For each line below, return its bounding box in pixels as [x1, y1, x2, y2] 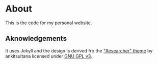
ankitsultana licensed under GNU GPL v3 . [5, 53, 93, 59]
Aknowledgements [5, 34, 67, 43]
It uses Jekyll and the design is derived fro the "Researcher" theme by [5, 47, 153, 53]
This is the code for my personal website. [5, 20, 92, 26]
